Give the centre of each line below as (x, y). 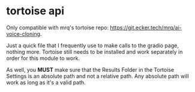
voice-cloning (23, 33)
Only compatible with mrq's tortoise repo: (58, 27)
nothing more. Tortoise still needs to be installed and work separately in (94, 51)
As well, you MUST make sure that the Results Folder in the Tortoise (90, 69)
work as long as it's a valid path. (46, 82)
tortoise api (35, 11)
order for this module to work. (43, 58)
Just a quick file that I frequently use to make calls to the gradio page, (92, 45)
